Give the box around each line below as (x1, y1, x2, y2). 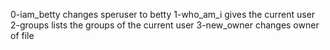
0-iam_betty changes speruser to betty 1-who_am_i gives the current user (10, 9, 316, 20)
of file (10, 30, 35, 41)
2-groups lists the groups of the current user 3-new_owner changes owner (10, 19, 320, 31)
